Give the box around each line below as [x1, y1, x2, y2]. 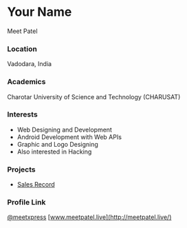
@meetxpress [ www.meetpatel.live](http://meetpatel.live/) [7, 213, 172, 221]
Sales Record [16, 180, 55, 189]
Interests [7, 110, 38, 119]
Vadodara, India [7, 60, 52, 68]
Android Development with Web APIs [16, 132, 122, 141]
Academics [7, 77, 46, 87]
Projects [7, 165, 36, 174]
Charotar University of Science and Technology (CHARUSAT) [7, 92, 181, 101]
